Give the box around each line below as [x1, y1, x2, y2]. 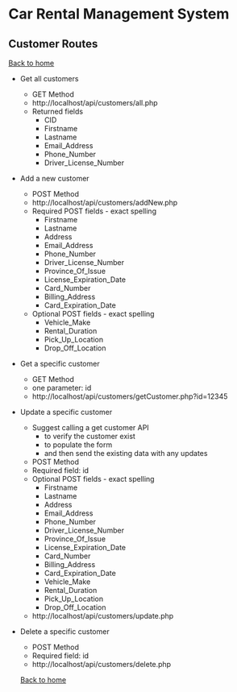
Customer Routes [8, 37, 98, 51]
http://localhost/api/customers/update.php [31, 611, 174, 620]
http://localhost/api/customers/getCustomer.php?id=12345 [31, 392, 228, 401]
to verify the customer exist [44, 432, 135, 441]
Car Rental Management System [8, 5, 230, 23]
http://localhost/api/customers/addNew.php [31, 198, 178, 207]
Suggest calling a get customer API [31, 423, 149, 432]
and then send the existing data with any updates [44, 449, 208, 458]
